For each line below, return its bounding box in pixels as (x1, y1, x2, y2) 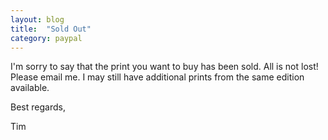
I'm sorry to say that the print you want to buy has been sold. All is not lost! (10, 61, 319, 73)
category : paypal (10, 33, 83, 43)
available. (10, 82, 50, 94)
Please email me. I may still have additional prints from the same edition (10, 71, 305, 83)
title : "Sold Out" (10, 24, 92, 34)
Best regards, (10, 101, 66, 113)
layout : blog (10, 14, 65, 25)
